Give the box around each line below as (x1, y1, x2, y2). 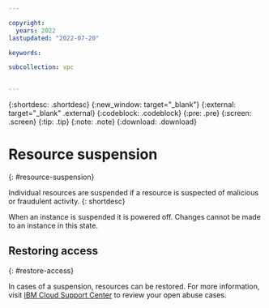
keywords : (8, 49, 42, 57)
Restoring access (8, 244, 99, 258)
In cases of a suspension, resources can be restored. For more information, (8, 281, 260, 291)
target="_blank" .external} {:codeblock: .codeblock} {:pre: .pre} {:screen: (8, 109, 252, 118)
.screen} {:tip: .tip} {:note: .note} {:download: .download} (8, 117, 197, 126)
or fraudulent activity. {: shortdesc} (8, 196, 126, 207)
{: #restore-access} (8, 265, 75, 276)
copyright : (8, 19, 45, 27)
